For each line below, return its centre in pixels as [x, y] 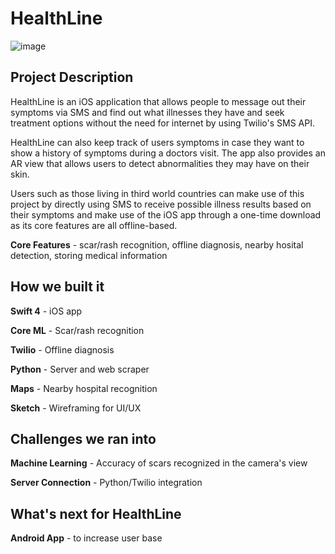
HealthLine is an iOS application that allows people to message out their [158, 101]
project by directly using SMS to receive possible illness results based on [161, 204]
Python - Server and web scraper [80, 369]
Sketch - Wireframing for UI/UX [76, 408]
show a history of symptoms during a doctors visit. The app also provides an [168, 153]
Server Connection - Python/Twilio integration [106, 483]
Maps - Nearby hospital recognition [84, 388]
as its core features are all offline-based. [94, 225]
